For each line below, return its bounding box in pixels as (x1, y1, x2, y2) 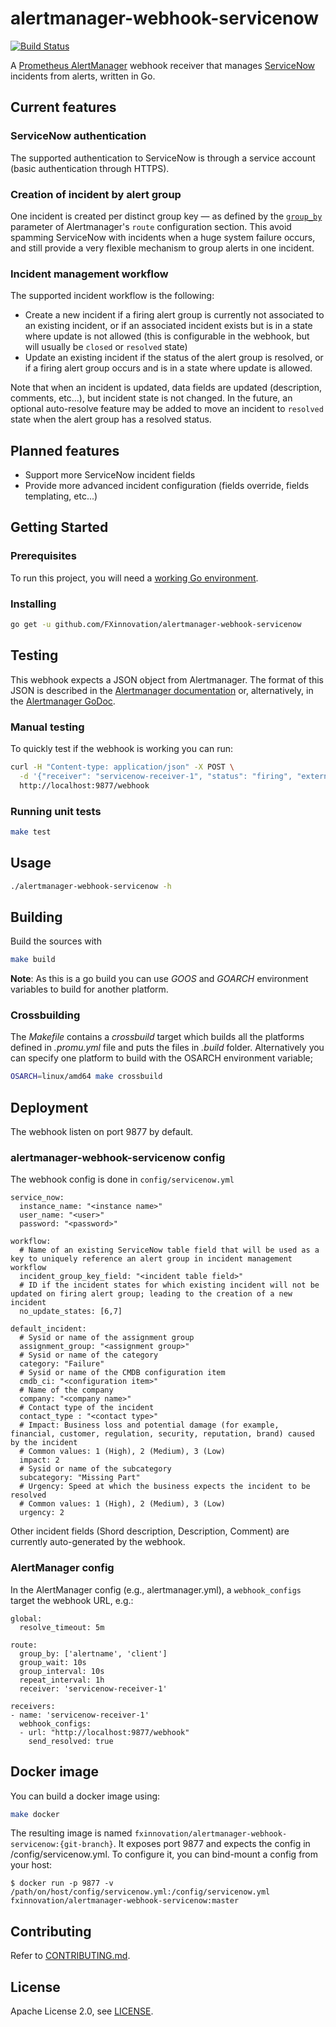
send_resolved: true (28, 1736, 114, 1746)
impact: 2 (19, 1455, 60, 1466)
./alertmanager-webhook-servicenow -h (10, 881, 172, 891)
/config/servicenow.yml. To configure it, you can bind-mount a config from (10, 1848, 319, 1861)
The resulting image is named (10, 1827, 133, 1839)
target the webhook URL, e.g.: (10, 1594, 134, 1606)
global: (10, 1613, 43, 1624)
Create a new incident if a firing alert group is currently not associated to (24, 309, 325, 321)
